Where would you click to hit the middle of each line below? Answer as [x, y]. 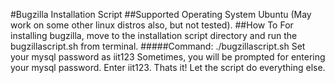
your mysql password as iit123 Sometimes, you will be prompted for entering [168, 57]
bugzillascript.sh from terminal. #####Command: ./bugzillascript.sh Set [158, 46]
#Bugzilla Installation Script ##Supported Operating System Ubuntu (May [161, 14]
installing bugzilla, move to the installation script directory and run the [154, 35]
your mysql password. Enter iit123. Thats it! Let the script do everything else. [168, 67]
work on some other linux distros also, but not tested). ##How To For [152, 25]
